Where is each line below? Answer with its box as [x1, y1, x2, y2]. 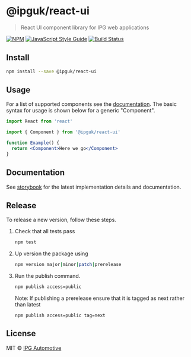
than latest [14, 301, 41, 308]
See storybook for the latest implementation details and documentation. [6, 183, 182, 190]
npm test [14, 239, 37, 245]
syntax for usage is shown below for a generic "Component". [6, 107, 155, 114]
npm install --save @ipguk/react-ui [6, 68, 97, 74]
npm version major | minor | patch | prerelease [14, 262, 122, 268]
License [6, 328, 36, 339]
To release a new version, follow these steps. [6, 216, 117, 224]
